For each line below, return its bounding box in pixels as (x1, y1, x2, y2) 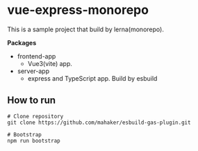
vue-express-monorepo (7, 2, 149, 18)
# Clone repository (7, 113, 64, 120)
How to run (7, 95, 56, 106)
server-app (17, 67, 50, 75)
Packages (7, 38, 37, 47)
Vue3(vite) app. (27, 59, 73, 67)
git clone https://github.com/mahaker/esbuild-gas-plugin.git (7, 119, 191, 126)
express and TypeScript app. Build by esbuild (27, 74, 158, 82)
